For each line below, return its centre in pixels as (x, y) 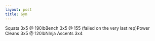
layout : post (19, 10)
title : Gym (16, 14)
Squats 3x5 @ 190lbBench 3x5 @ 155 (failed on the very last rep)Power (77, 28)
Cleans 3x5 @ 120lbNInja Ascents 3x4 (44, 33)
